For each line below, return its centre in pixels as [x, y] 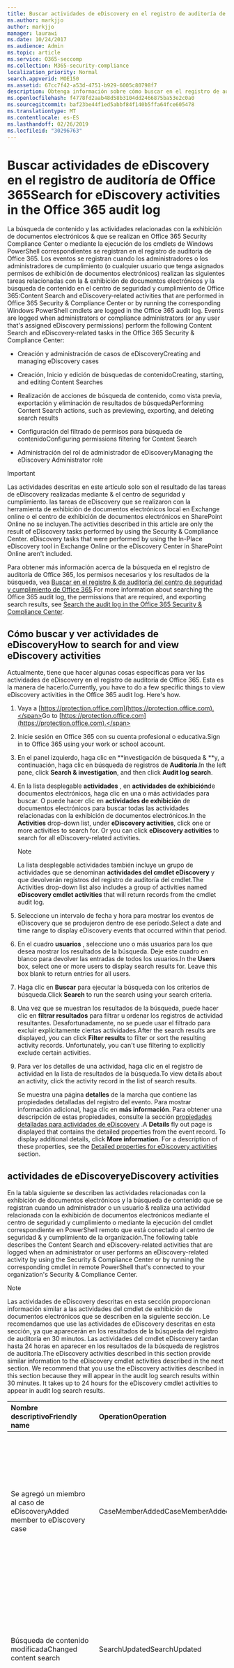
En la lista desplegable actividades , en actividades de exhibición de [116, 786]
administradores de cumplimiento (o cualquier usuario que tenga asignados [116, 266]
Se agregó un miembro [48, 1493]
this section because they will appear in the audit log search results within [113, 1375]
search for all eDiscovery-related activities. [79, 838]
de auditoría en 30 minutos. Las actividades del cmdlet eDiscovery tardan [113, 1338]
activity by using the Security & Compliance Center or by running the [106, 1259]
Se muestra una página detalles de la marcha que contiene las [107, 1095]
